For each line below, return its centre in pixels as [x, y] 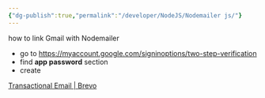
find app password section [64, 62]
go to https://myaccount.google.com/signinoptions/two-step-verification [138, 53]
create [30, 70]
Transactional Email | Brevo [53, 85]
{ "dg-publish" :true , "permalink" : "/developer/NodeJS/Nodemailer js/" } [125, 15]
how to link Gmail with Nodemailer [64, 38]
